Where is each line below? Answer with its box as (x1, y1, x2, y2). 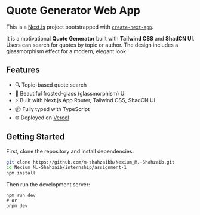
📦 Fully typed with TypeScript (14, 105, 90, 112)
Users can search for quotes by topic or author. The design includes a (6, 41, 179, 48)
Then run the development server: (6, 181, 91, 188)
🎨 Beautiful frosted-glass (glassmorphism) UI (14, 90, 127, 97)
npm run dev (6, 192, 36, 199)
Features (6, 65, 40, 75)
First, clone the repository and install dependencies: (6, 148, 134, 155)
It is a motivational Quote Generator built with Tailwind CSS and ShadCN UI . (6, 35, 195, 42)
